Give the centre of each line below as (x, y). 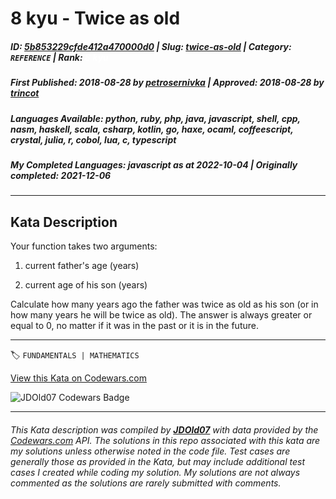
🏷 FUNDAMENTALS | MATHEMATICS (75, 355)
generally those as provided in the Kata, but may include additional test (157, 461)
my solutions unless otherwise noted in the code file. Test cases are (150, 451)
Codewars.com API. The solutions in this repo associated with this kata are (165, 440)
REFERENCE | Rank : (46, 57)
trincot (25, 93)
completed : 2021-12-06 (61, 175)
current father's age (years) (82, 266)
